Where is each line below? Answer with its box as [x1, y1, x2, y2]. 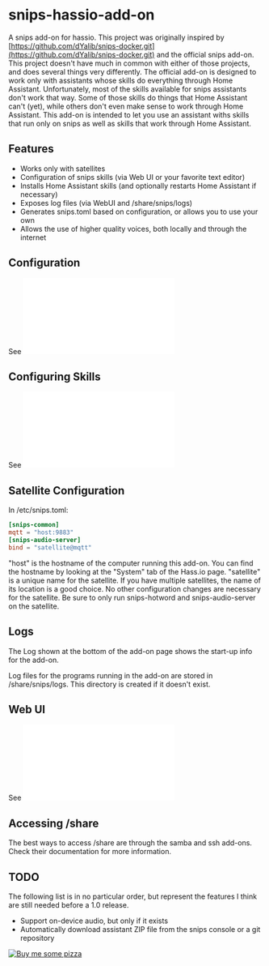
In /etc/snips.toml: [8, 505, 69, 515]
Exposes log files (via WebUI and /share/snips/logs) [19, 198, 192, 207]
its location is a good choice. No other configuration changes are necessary [8, 583, 261, 593]
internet [19, 233, 47, 242]
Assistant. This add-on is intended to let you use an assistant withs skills [8, 109, 250, 119]
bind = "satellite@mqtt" [8, 543, 92, 552]
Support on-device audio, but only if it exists [19, 916, 168, 925]
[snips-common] [8, 521, 60, 529]
